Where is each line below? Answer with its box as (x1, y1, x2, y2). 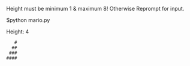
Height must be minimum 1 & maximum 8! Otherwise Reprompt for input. (6, 5, 185, 12)
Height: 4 (6, 28, 29, 35)
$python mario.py (6, 17, 50, 23)
